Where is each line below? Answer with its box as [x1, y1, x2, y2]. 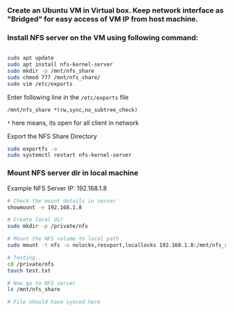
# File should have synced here [7, 299, 101, 306]
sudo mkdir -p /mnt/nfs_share [7, 67, 95, 74]
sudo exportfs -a [7, 145, 58, 153]
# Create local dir [7, 216, 64, 223]
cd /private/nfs [7, 261, 54, 268]
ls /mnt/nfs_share [7, 286, 60, 293]
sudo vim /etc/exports [7, 80, 73, 87]
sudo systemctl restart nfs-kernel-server [7, 152, 132, 159]
